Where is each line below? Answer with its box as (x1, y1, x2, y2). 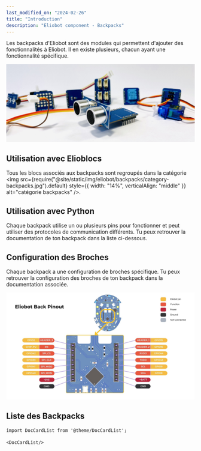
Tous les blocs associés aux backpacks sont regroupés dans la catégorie (6, 169, 187, 177)
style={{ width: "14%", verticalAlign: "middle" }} (69, 182, 187, 189)
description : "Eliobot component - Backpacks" (6, 22, 124, 28)
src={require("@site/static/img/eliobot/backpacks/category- (20, 176, 169, 183)
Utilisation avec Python (6, 206, 95, 216)
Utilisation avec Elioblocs (6, 153, 102, 163)
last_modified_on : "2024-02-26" (6, 10, 87, 16)
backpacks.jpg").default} (6, 182, 68, 189)
